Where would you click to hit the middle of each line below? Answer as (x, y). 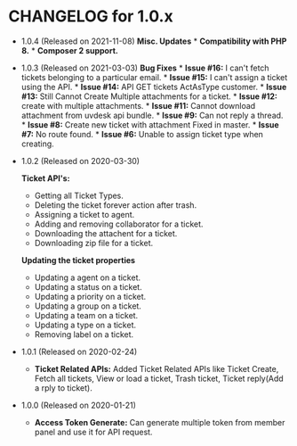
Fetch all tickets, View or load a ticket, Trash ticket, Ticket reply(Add (159, 378)
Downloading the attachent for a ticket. (106, 233)
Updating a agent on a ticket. (88, 277)
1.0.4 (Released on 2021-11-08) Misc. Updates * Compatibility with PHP (154, 41)
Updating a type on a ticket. (85, 325)
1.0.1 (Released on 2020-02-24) (79, 351)
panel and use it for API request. (93, 432)
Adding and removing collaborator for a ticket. (119, 224)
